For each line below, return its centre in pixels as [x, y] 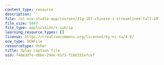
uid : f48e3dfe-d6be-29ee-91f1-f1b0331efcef [50, 55]
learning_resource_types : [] [35, 32]
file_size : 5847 [21, 23]
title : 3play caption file [32, 50]
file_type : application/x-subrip [39, 28]
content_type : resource [29, 10]
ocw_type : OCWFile [24, 42]
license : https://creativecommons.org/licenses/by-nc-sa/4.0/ [70, 37]
